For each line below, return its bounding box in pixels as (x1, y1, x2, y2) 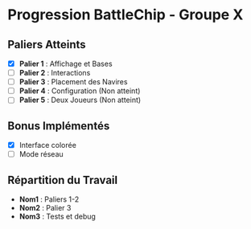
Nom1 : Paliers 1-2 (19, 194, 80, 204)
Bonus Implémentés (7, 119, 110, 133)
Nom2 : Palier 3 (19, 203, 72, 213)
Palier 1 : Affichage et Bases (19, 59, 113, 68)
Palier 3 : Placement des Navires (19, 77, 128, 87)
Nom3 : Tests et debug (19, 211, 96, 222)
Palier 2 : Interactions (19, 68, 91, 78)
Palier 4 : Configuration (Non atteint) (19, 86, 141, 96)
